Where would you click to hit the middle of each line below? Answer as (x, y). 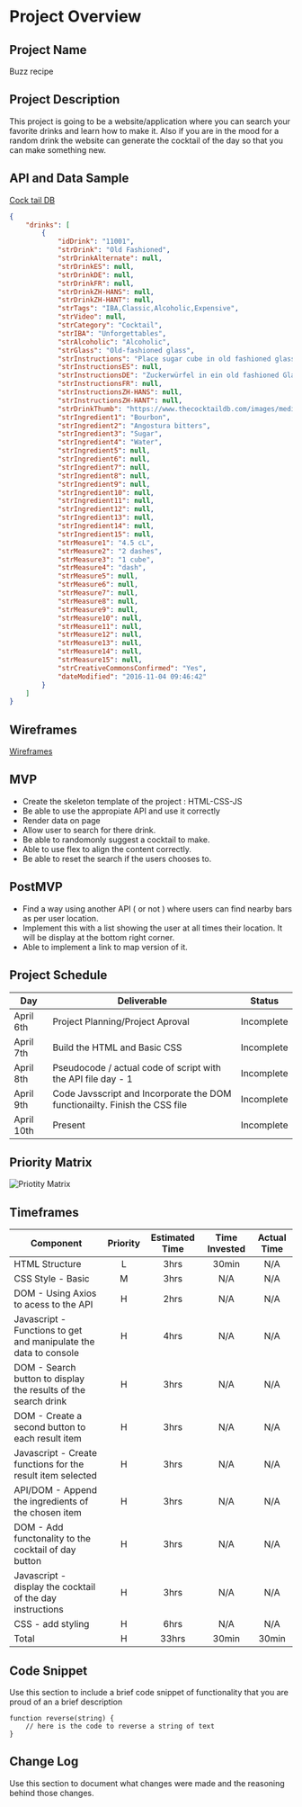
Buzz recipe (31, 71)
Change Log (44, 1762)
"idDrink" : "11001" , (96, 242)
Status (265, 1001)
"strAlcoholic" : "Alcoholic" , (114, 342)
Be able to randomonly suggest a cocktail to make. (116, 840)
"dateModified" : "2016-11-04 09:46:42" (132, 677)
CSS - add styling (52, 1624)
